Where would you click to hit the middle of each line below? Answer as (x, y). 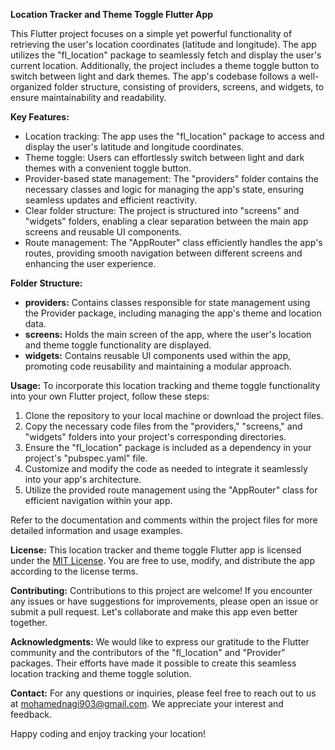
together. (29, 622)
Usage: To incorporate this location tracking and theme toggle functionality (165, 385)
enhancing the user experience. (90, 263)
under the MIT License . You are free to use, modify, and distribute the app (162, 560)
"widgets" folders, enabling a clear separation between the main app (166, 221)
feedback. (31, 714)
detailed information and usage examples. (96, 530)
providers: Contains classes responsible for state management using (167, 302)
